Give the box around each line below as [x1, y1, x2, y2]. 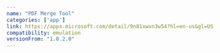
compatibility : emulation [6, 29, 81, 36]
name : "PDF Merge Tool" [6, 10, 75, 17]
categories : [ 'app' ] [6, 17, 66, 23]
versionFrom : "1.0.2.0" [6, 36, 75, 43]
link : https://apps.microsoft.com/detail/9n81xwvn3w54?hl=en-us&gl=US [6, 23, 214, 30]
